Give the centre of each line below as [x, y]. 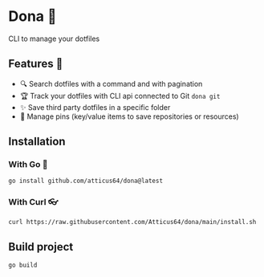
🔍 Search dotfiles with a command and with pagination [111, 84]
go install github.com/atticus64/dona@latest [85, 181]
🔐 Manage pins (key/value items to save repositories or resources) [129, 116]
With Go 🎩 [28, 165]
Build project [41, 247]
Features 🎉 [36, 64]
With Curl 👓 [33, 202]
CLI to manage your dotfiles [54, 39]
